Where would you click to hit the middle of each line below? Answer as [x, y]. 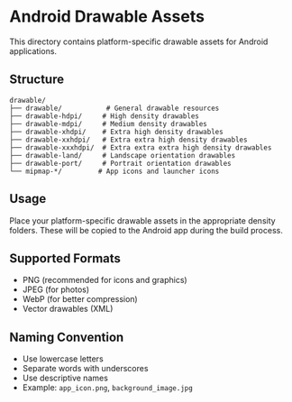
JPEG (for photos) [56, 289]
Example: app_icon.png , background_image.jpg [108, 388]
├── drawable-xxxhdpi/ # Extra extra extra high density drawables [141, 147]
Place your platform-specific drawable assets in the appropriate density [143, 220]
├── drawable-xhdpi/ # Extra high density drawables [116, 132]
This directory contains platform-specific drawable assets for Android [139, 41]
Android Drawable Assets [107, 17]
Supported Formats [65, 258]
